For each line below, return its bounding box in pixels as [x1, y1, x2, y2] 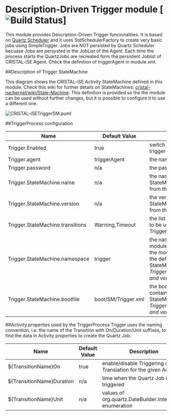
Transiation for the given [102, 366, 161, 373]
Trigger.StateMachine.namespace [8, 255, 90, 262]
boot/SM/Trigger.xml [94, 295, 145, 303]
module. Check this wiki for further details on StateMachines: [5, 84, 135, 90]
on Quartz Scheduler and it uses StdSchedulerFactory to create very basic [5, 37, 163, 43]
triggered [102, 381, 124, 388]
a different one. [5, 100, 38, 106]
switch [149, 141, 165, 148]
